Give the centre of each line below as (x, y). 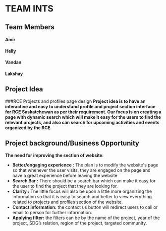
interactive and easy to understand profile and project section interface (80, 106)
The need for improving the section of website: (55, 155)
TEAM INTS (29, 9)
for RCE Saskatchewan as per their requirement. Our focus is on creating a (83, 112)
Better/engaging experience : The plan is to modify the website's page (85, 165)
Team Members (30, 27)
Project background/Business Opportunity (72, 143)
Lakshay (14, 74)
